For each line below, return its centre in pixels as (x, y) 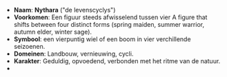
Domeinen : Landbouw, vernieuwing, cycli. (73, 54)
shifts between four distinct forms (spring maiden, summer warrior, (109, 24)
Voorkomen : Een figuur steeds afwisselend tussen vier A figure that (110, 17)
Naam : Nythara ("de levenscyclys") (65, 10)
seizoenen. (29, 46)
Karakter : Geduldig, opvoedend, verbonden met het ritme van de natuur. (117, 61)
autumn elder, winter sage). (52, 32)
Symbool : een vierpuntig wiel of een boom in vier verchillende (102, 39)
